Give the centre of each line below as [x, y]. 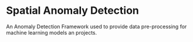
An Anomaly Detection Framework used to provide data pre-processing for [97, 26]
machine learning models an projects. [52, 32]
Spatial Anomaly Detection [72, 11]
